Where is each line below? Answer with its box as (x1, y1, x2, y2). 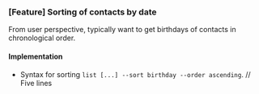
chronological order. (8, 33, 76, 43)
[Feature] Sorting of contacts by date (8, 6, 157, 18)
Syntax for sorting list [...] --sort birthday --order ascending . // (19, 69, 251, 79)
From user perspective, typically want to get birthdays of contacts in (8, 25, 236, 35)
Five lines (19, 78, 53, 88)
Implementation (8, 51, 63, 61)
